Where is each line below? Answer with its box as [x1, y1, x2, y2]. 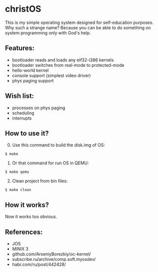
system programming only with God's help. [5, 30, 91, 36]
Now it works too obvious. [5, 214, 57, 220]
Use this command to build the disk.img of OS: [12, 142, 105, 148]
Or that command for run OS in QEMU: [12, 160, 89, 166]
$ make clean [5, 188, 32, 193]
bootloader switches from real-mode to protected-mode [12, 62, 125, 68]
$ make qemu [5, 170, 29, 175]
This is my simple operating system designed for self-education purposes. [5, 19, 154, 25]
